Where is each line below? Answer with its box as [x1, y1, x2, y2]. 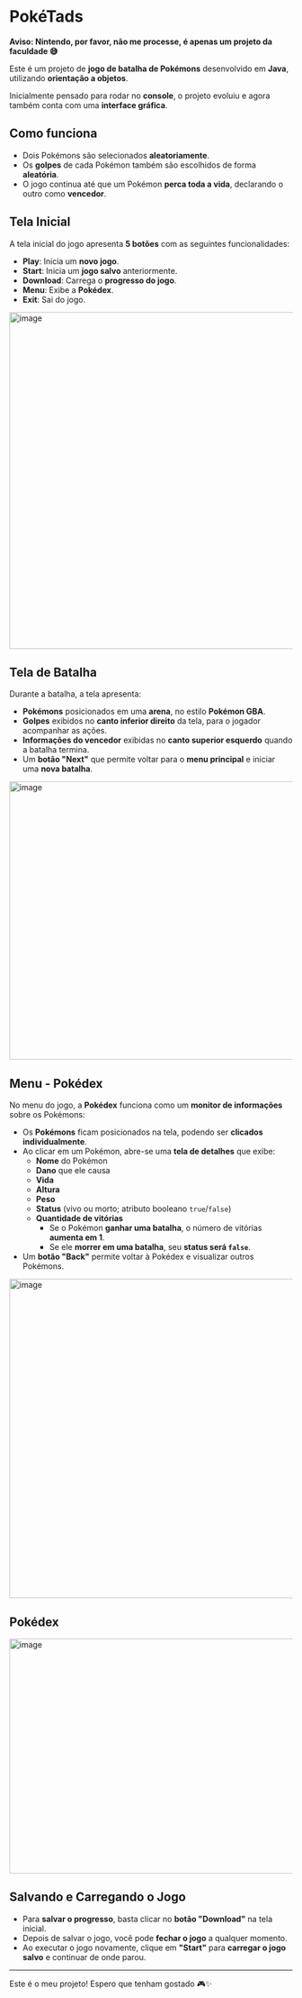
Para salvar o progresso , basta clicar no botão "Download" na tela [22, 1913, 272, 1924]
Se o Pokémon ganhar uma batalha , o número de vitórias [49, 1223, 262, 1234]
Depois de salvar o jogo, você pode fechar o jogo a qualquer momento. [22, 1932, 288, 1943]
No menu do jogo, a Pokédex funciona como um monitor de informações [9, 1099, 283, 1110]
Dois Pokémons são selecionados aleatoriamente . [22, 150, 209, 160]
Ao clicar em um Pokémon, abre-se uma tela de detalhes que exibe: [22, 1146, 276, 1157]
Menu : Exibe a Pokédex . [22, 284, 114, 295]
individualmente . [22, 1136, 87, 1147]
